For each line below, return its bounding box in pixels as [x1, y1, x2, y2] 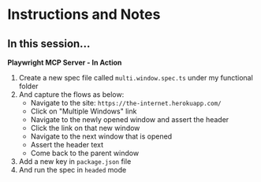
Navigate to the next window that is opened [30, 132, 173, 141]
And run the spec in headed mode [18, 165, 127, 174]
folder [18, 81, 39, 91]
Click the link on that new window [30, 124, 140, 132]
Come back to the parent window [30, 148, 140, 158]
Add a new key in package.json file [18, 157, 132, 166]
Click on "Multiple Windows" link [30, 106, 137, 116]
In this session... [7, 37, 91, 50]
